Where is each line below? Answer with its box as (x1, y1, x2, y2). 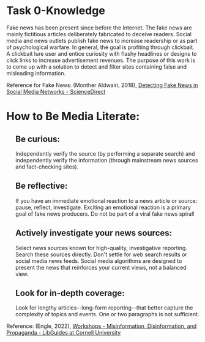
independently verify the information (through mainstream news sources (15, 156, 198, 164)
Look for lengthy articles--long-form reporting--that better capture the (15, 304, 193, 311)
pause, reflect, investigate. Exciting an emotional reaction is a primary (15, 203, 192, 211)
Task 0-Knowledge (6, 4, 105, 18)
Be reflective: (15, 181, 68, 191)
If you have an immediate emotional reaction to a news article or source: (15, 197, 198, 204)
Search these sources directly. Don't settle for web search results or (15, 251, 188, 258)
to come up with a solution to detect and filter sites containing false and (6, 63, 187, 70)
